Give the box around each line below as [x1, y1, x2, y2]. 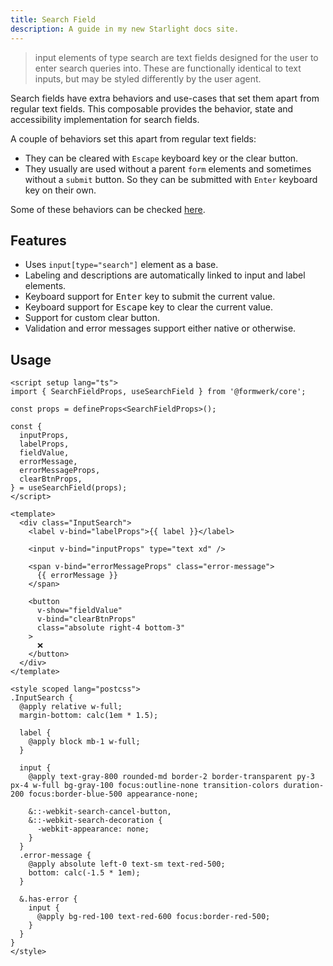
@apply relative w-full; [19, 702, 123, 712]
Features [10, 232, 67, 249]
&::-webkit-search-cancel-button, [28, 807, 172, 817]
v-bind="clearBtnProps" [36, 614, 137, 625]
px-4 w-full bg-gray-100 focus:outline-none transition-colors [10, 781, 280, 791]
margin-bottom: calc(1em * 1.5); [19, 711, 159, 721]
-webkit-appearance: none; [36, 824, 150, 835]
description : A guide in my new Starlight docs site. [10, 24, 240, 34]
